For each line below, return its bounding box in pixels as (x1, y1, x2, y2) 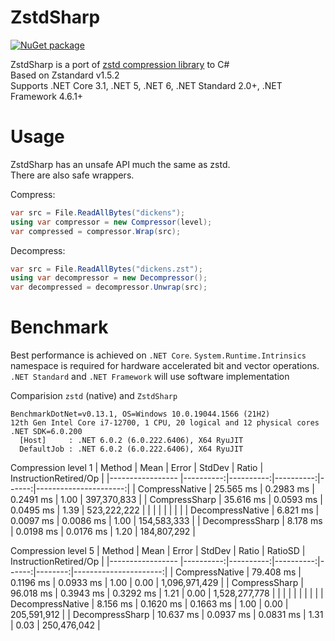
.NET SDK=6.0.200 (10, 427, 83, 437)
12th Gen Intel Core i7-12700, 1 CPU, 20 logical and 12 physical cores (10, 418, 320, 428)
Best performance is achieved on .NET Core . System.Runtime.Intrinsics (10, 349, 307, 361)
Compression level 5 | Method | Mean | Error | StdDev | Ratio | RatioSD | (10, 545, 306, 557)
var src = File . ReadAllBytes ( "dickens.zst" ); (10, 264, 203, 274)
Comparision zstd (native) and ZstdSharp (10, 390, 178, 402)
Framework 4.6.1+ (10, 90, 84, 102)
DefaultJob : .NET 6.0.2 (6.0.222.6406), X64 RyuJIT (19, 444, 244, 455)
